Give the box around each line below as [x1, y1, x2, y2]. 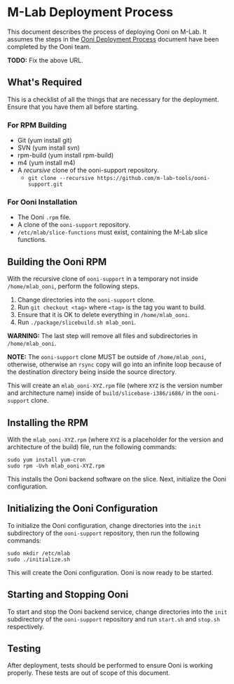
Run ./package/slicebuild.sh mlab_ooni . [17, 318, 137, 327]
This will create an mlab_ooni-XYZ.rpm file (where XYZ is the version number [7, 381, 223, 390]
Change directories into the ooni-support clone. [17, 296, 156, 304]
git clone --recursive [27, 175, 95, 182]
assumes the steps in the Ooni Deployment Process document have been [7, 34, 219, 43]
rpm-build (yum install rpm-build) [17, 151, 114, 160]
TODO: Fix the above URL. [7, 56, 84, 64]
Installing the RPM [7, 416, 89, 429]
